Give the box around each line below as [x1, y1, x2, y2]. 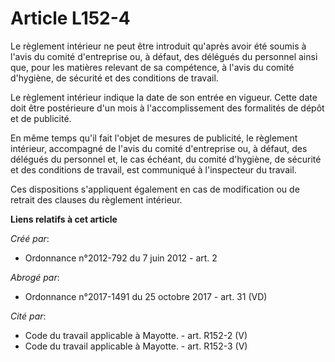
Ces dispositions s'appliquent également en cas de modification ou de [10, 183, 300, 195]
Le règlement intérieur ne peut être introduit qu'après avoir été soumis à [10, 40, 307, 52]
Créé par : [10, 232, 50, 244]
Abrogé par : [10, 271, 60, 283]
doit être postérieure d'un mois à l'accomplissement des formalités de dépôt [10, 102, 325, 114]
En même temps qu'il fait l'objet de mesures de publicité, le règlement [10, 132, 298, 144]
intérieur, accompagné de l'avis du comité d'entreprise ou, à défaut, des [10, 142, 308, 154]
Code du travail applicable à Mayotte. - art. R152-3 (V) [24, 340, 248, 352]
